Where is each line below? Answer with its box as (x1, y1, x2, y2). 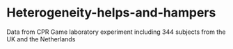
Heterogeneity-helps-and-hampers (6, 5, 216, 21)
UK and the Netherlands (6, 35, 76, 43)
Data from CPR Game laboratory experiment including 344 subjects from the (6, 28, 226, 36)
